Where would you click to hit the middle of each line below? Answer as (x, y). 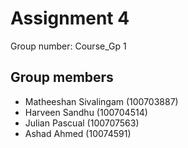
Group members (62, 77)
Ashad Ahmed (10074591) (78, 133)
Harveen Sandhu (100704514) (86, 112)
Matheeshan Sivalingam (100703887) (101, 101)
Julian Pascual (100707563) (82, 123)
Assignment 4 (70, 18)
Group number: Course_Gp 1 (68, 46)
